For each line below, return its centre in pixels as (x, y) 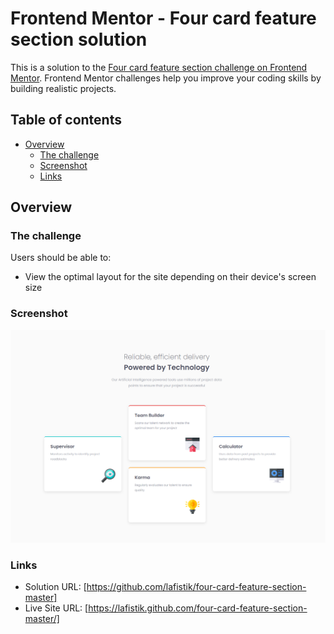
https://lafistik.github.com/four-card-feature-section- (198, 608)
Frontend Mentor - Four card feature (163, 18)
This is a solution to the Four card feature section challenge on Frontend (159, 67)
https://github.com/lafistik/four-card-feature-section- (196, 587)
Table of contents (66, 120)
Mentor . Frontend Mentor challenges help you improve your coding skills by (166, 78)
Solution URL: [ (55, 587)
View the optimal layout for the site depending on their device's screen (170, 277)
